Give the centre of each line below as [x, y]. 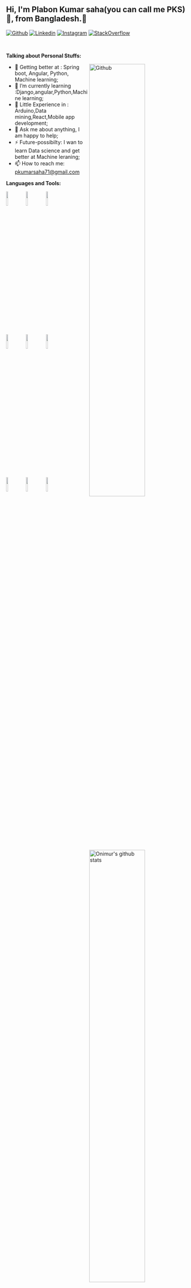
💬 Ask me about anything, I [47, 129]
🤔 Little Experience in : [42, 104]
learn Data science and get [47, 150]
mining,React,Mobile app [45, 117]
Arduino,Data [30, 110]
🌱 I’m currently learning [43, 86]
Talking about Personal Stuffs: [44, 56]
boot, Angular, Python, [42, 73]
